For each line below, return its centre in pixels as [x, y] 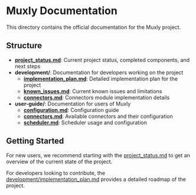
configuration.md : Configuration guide [71, 110]
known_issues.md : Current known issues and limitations [93, 91]
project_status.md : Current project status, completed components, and [102, 60]
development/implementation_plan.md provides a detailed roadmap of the [96, 179]
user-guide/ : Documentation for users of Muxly [73, 104]
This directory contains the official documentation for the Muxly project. [94, 27]
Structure [24, 46]
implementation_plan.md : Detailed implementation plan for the [101, 78]
